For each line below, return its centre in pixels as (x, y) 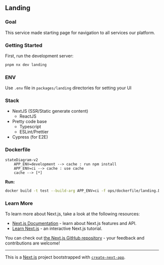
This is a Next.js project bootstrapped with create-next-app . (65, 257)
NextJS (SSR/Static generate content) (50, 111)
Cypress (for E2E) (30, 137)
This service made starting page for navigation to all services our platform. (80, 32)
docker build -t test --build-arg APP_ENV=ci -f (55, 191)
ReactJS (28, 116)
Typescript (30, 127)
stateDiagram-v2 (21, 160)
